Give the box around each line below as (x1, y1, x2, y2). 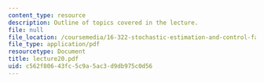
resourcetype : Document (8, 48, 86, 55)
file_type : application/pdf (8, 41, 101, 48)
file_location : (8, 33, 58, 41)
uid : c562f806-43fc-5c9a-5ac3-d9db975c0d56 (8, 62, 153, 70)
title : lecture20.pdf (8, 55, 79, 63)
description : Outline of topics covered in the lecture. (8, 19, 199, 27)
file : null (8, 26, 44, 34)
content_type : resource (8, 11, 86, 20)
